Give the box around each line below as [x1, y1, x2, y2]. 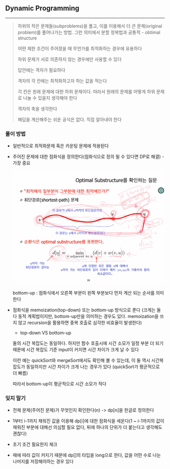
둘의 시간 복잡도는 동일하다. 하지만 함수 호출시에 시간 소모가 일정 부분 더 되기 [12, 340, 164, 346]
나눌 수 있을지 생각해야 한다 [23, 95, 77, 101]
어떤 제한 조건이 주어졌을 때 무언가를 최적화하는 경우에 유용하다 [17, 45, 142, 51]
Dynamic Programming [5, 4, 79, 13]
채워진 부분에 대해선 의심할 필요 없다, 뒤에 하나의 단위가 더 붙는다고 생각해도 [12, 424, 163, 430]
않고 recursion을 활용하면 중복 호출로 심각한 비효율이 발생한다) [18, 319, 142, 326]
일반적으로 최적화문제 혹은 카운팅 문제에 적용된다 [12, 143, 109, 149]
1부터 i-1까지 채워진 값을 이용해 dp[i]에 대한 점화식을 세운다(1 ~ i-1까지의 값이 [12, 418, 164, 424]
